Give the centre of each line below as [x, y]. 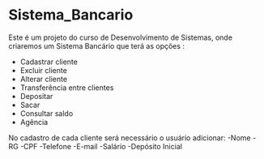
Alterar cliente [43, 79]
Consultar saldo [47, 113]
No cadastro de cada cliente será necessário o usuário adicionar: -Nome [130, 138]
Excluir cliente [43, 70]
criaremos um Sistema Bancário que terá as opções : [96, 45]
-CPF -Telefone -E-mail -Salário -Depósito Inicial [101, 146]
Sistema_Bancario [71, 15]
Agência [34, 122]
